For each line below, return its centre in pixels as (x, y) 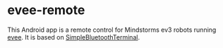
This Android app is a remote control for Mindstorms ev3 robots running (112, 30)
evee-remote (46, 10)
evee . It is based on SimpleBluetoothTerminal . (73, 37)
